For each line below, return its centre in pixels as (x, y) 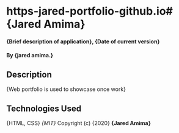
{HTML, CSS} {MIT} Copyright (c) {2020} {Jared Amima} (79, 123)
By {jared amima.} (30, 56)
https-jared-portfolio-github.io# (89, 11)
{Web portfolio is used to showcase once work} (66, 89)
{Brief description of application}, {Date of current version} (83, 41)
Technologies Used (44, 108)
